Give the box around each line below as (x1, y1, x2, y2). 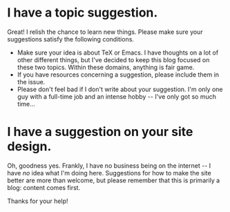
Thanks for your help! (7, 197, 68, 205)
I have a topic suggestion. (7, 5, 158, 21)
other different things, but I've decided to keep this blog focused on (17, 55, 210, 64)
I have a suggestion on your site (7, 124, 193, 139)
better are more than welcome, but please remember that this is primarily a (7, 176, 220, 184)
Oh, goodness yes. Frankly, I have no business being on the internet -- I (7, 161, 211, 170)
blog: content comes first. (7, 183, 81, 191)
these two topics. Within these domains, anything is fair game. (17, 63, 195, 71)
